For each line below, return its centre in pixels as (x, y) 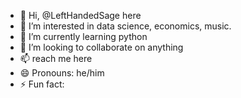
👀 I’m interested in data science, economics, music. (125, 26)
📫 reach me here (56, 58)
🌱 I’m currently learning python (83, 36)
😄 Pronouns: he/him (62, 73)
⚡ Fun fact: (42, 84)
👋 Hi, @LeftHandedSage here (80, 15)
